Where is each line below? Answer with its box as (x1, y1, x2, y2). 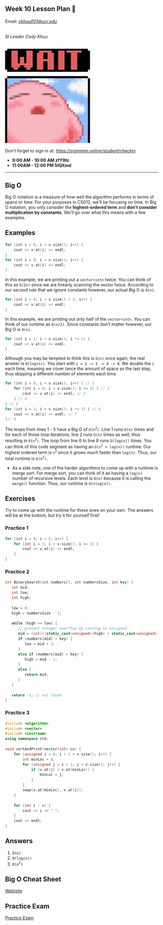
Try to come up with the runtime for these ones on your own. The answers (5, 507, 154, 513)
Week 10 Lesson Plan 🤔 (5, 5, 76, 13)
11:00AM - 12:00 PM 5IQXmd (12, 162, 71, 168)
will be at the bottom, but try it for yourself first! (5, 512, 100, 518)
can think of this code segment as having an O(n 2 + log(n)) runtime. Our (5, 443, 151, 450)
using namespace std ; (5, 736, 49, 741)
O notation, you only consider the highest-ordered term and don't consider (5, 205, 158, 210)
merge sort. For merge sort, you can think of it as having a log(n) (12, 470, 143, 476)
